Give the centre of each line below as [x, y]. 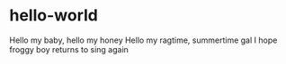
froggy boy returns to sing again [69, 49]
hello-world [54, 16]
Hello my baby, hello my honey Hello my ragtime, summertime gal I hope [143, 40]
